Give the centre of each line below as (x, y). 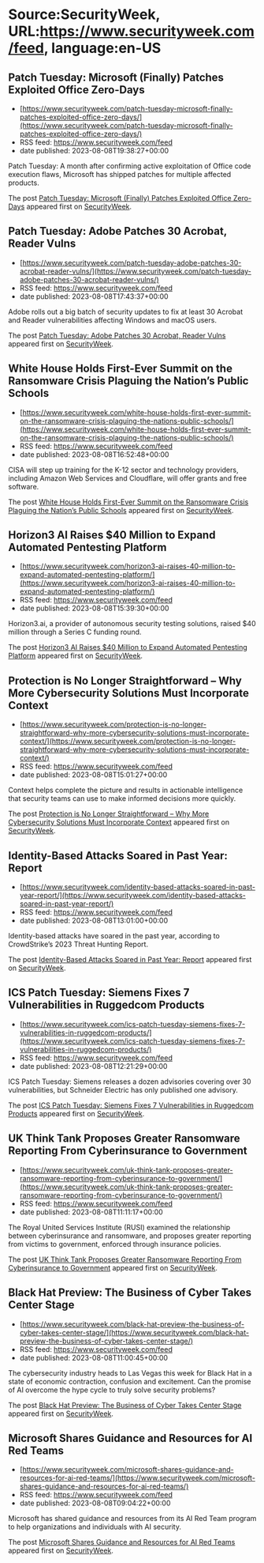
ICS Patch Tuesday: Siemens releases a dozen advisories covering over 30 (130, 1082)
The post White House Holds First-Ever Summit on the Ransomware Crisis (128, 502)
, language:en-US (102, 48)
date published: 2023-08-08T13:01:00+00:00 (94, 921)
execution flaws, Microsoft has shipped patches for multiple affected (120, 174)
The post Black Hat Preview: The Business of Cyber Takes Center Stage (125, 1405)
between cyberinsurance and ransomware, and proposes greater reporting (130, 1236)
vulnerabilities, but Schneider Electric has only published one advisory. (123, 1089)
